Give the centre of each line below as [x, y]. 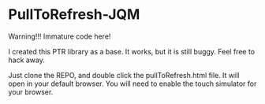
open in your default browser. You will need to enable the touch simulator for [132, 84]
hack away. [27, 60]
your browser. [31, 91]
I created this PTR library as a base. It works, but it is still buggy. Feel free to [131, 51]
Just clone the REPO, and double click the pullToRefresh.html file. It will [124, 75]
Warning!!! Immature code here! [60, 36]
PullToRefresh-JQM [74, 15]
